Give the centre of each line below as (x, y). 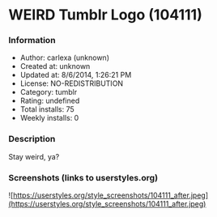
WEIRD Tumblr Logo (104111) (105, 15)
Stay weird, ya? (34, 156)
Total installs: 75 (47, 109)
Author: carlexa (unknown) (64, 57)
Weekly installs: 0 (49, 118)
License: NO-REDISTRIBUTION (72, 83)
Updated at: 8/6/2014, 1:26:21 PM (76, 75)
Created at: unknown (55, 66)
